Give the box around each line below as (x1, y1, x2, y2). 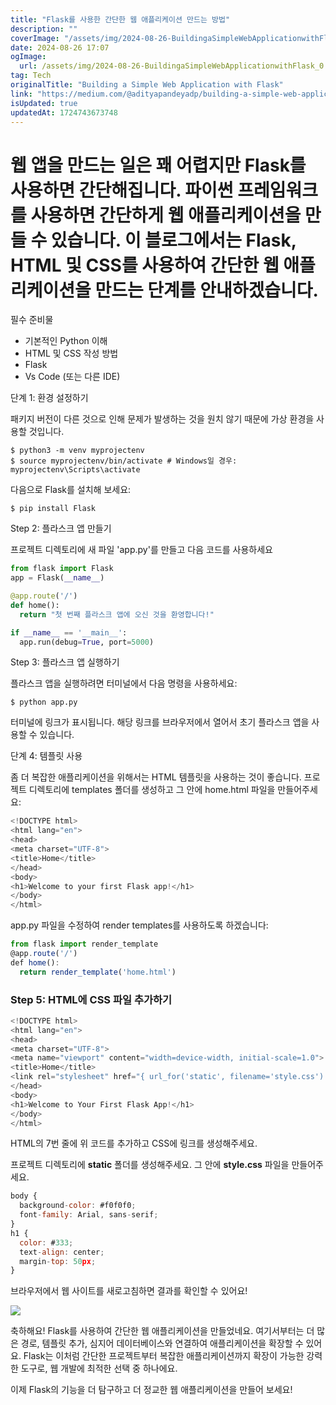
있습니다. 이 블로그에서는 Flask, (50, 229, 297, 251)
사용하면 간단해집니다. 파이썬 (10, 179, 234, 201)
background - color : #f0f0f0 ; (19, 1201, 137, 1211)
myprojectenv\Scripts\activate (10, 465, 141, 475)
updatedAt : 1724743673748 (10, 107, 118, 118)
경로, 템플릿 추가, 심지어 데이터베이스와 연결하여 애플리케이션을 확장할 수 (20, 1337, 304, 1350)
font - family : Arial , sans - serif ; (19, 1210, 159, 1220)
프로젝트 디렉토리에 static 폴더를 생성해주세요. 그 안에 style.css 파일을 (10, 1159, 290, 1171)
